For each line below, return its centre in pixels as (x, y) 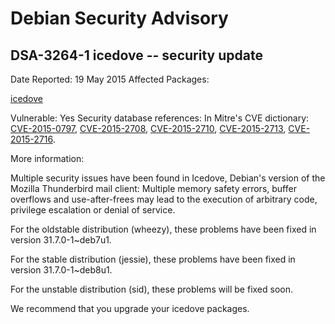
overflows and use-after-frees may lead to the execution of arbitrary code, (164, 199)
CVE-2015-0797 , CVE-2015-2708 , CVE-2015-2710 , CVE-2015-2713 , (148, 128)
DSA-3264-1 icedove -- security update (136, 55)
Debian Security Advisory (119, 18)
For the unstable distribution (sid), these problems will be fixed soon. (151, 289)
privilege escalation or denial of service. (93, 210)
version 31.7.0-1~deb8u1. (61, 270)
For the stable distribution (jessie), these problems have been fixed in (153, 259)
